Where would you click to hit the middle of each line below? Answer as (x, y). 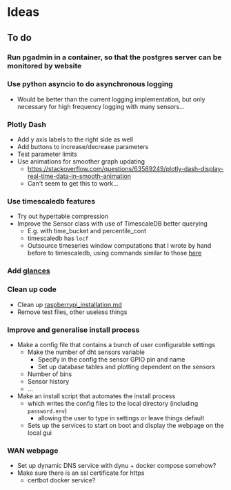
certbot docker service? (61, 480)
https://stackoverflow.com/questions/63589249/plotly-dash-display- (125, 169)
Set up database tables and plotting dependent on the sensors (127, 366)
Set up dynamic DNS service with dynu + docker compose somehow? (117, 466)
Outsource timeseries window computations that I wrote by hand (119, 246)
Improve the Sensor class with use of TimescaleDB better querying (112, 224)
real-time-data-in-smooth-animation (79, 176)
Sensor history (48, 381)
